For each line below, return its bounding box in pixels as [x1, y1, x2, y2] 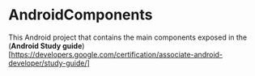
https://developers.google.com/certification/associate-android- [11, 49, 223, 59]
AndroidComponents [8, 6, 153, 24]
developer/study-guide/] [8, 58, 91, 68]
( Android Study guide [8, 40, 83, 50]
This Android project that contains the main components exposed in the [8, 32, 248, 42]
